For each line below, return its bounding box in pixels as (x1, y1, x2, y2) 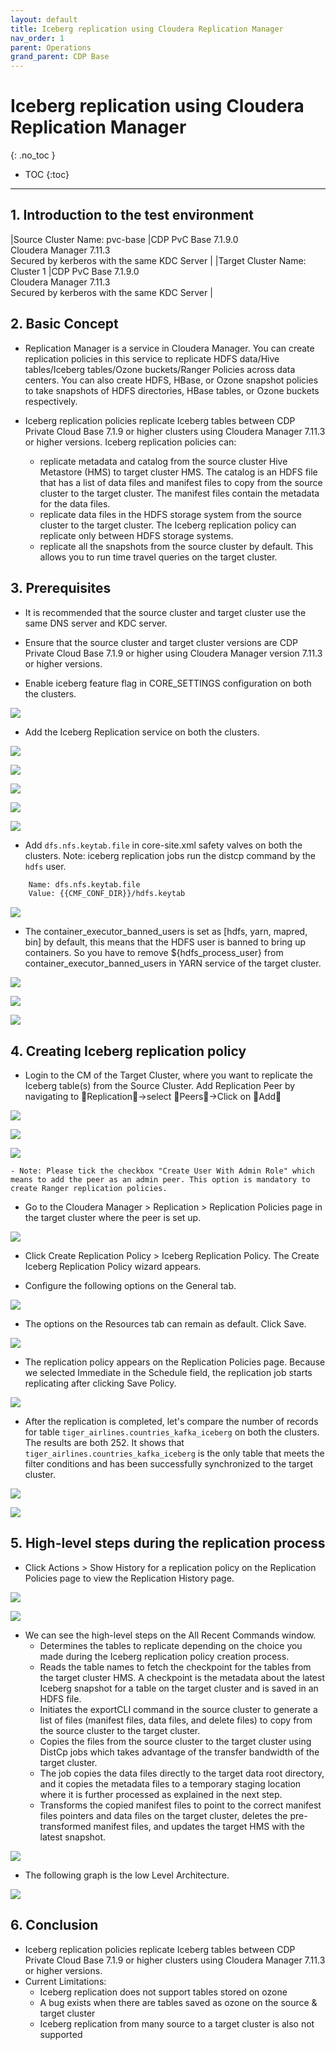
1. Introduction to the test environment (10, 207, 254, 224)
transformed (39, 1820, 92, 1832)
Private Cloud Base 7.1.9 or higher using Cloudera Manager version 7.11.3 (24, 647, 323, 659)
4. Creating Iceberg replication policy (10, 1042, 247, 1060)
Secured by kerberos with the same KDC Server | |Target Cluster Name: (10, 254, 307, 266)
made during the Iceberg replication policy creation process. (39, 1650, 290, 1662)
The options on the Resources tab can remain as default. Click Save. (24, 1318, 307, 1330)
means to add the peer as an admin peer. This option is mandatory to (10, 1175, 311, 1185)
